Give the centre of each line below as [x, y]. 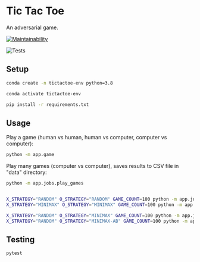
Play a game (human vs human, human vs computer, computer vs [87, 138]
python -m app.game [30, 155]
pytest [14, 253]
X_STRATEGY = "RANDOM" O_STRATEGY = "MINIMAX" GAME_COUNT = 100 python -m [93, 216]
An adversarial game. [32, 27]
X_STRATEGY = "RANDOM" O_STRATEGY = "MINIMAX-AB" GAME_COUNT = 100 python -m [97, 221]
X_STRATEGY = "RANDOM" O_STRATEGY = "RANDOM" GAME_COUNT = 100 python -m [92, 199]
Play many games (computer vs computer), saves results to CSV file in [93, 166]
